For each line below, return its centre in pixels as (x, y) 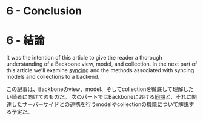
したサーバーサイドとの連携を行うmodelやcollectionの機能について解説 (100, 104)
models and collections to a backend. (53, 77)
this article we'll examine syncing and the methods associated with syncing (100, 70)
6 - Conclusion (44, 11)
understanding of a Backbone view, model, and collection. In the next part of (102, 64)
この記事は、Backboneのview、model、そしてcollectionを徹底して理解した (100, 89)
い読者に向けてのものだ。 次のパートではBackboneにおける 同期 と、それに (99, 97)
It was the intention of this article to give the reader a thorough (84, 58)
